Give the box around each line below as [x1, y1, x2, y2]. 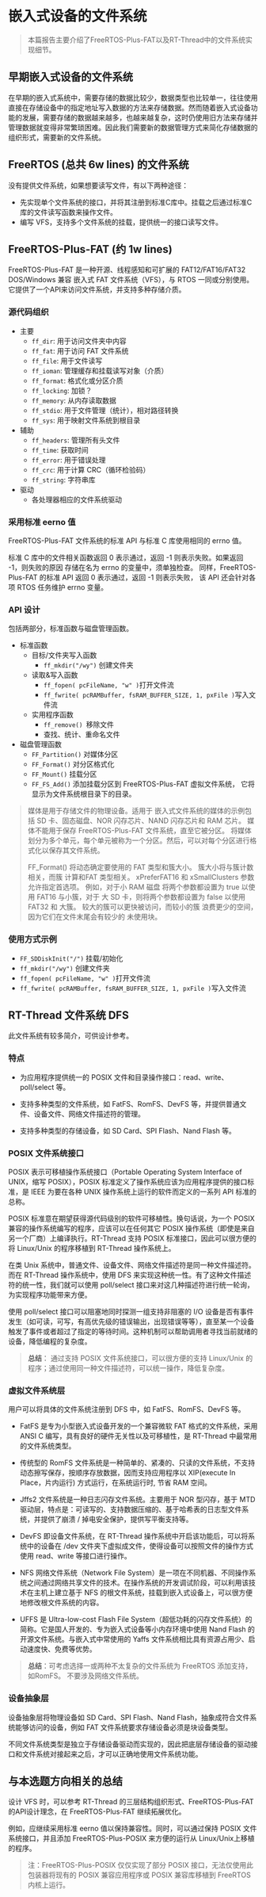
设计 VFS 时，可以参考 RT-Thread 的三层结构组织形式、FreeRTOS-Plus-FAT [8, 1797, 255, 1807]
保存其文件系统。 [48, 846, 104, 855]
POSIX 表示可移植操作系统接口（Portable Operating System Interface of [8, 1167, 243, 1176]
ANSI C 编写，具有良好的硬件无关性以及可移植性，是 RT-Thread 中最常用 [19, 1432, 257, 1441]
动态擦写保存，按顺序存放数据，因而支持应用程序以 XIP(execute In [19, 1468, 236, 1478]
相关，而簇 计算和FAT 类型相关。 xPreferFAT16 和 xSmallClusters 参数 [27, 873, 255, 882]
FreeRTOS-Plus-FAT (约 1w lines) [8, 243, 173, 256]
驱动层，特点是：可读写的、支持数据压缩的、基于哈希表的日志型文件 [19, 1505, 242, 1514]
